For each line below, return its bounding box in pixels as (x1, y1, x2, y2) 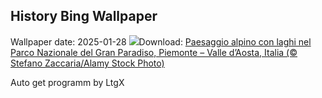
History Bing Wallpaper (10, 8, 158, 25)
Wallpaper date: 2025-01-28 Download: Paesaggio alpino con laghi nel (10, 35, 312, 48)
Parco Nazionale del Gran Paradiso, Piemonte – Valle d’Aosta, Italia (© (10, 46, 298, 58)
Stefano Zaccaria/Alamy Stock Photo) (10, 57, 165, 69)
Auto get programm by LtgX (10, 76, 125, 88)
